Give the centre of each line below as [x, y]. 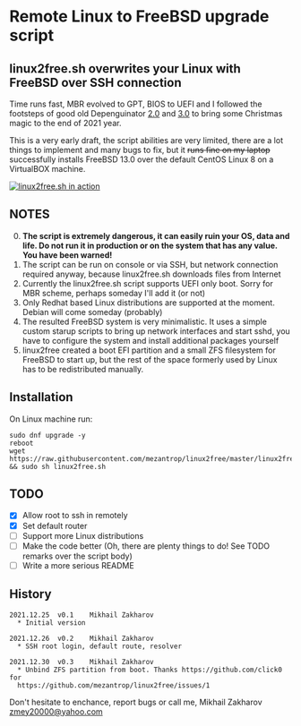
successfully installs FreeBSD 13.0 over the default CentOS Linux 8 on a [142, 159]
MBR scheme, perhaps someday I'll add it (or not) [114, 293]
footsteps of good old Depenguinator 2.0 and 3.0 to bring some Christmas [146, 113]
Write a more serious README [78, 565]
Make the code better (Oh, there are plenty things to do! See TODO [146, 546]
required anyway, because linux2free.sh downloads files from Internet [151, 274]
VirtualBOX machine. [47, 169]
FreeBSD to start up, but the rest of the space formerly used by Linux [150, 359]
